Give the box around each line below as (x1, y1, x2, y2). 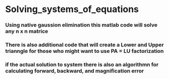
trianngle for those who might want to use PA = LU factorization (5, 48, 164, 55)
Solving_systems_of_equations (5, 4, 139, 15)
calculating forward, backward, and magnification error (5, 67, 144, 74)
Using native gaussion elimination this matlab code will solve (5, 22, 158, 29)
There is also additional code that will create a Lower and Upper (5, 41, 164, 48)
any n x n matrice (5, 28, 48, 35)
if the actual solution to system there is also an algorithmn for (5, 61, 159, 68)
